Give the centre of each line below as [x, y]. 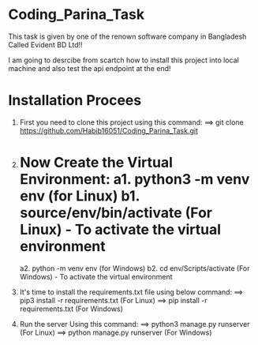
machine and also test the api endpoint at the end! [90, 68]
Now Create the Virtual [96, 163]
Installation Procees [75, 101]
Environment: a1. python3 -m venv [135, 180]
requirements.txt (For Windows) [71, 309]
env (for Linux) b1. [80, 196]
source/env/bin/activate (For [116, 213]
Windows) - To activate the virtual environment [96, 276]
